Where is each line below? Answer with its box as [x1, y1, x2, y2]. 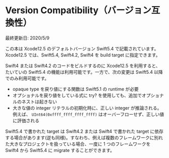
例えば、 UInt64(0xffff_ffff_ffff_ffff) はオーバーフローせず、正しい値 [12, 111, 164, 117]
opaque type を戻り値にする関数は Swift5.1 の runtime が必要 [12, 86, 139, 92]
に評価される [12, 117, 39, 124]
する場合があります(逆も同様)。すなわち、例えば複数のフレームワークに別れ [5, 134, 163, 140]
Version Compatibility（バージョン [5, 5, 151, 16]
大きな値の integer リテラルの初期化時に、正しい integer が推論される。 [12, 104, 162, 111]
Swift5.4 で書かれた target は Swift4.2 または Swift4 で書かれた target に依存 [5, 128, 164, 134]
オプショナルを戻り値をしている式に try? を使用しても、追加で [12, 92, 142, 98]
